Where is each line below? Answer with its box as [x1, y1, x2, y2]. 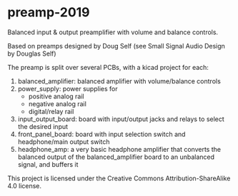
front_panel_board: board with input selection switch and [17, 130, 186, 138]
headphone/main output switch [17, 137, 110, 146]
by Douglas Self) [7, 49, 56, 58]
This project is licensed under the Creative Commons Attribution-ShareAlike [7, 174, 231, 182]
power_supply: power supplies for [17, 84, 118, 93]
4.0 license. [7, 181, 41, 190]
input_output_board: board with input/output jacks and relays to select [17, 115, 225, 123]
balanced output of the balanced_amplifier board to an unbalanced [17, 153, 215, 161]
